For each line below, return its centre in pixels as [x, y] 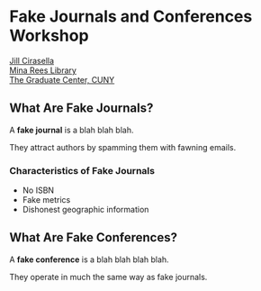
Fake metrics [46, 200]
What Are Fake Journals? [81, 109]
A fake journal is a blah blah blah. [72, 130]
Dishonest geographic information [85, 210]
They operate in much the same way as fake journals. [108, 277]
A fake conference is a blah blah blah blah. [89, 259]
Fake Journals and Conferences [131, 17]
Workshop [49, 36]
